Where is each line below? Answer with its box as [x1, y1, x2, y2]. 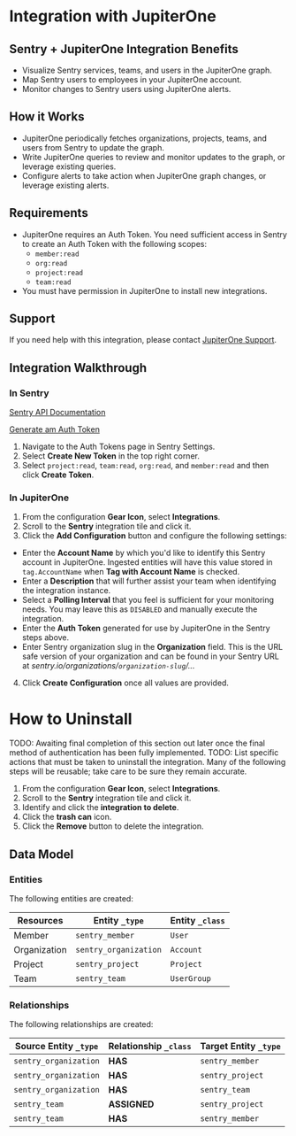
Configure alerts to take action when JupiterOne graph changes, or [21, 170, 267, 181]
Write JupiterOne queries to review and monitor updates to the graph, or [21, 151, 285, 162]
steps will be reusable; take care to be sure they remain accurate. [9, 766, 247, 777]
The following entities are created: [9, 893, 134, 904]
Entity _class [170, 915, 225, 927]
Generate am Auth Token [9, 424, 100, 435]
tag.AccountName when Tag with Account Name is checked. [21, 567, 240, 577]
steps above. [21, 632, 70, 643]
